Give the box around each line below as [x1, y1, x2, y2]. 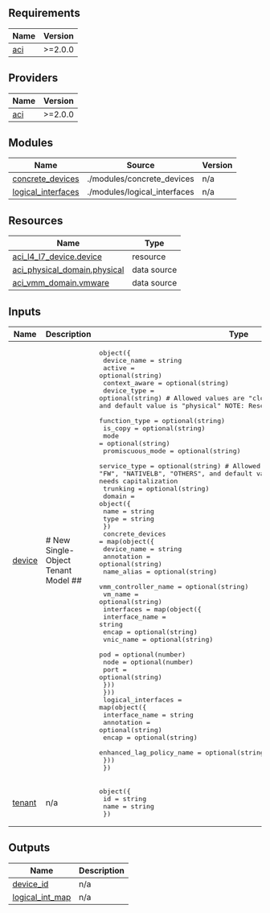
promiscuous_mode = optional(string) [103, 446, 241, 455]
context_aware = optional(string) [103, 379, 229, 388]
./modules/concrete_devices [87, 173, 194, 184]
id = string [103, 795, 147, 804]
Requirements [8, 6, 80, 20]
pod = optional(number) [99, 651, 186, 659]
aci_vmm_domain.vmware [12, 278, 110, 289]
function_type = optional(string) [99, 417, 226, 426]
